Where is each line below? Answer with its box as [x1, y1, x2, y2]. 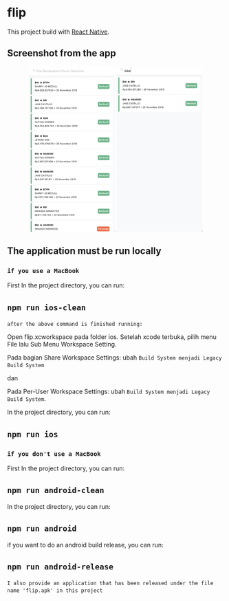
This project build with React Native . [7, 28, 110, 36]
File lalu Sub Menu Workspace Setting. [7, 340, 117, 349]
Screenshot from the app [7, 47, 116, 59]
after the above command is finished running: [7, 321, 143, 328]
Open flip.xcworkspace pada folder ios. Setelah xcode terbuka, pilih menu [7, 333, 217, 341]
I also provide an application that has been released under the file [7, 580, 214, 587]
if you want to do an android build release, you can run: [7, 540, 164, 549]
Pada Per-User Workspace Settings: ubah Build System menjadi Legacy [7, 387, 210, 396]
